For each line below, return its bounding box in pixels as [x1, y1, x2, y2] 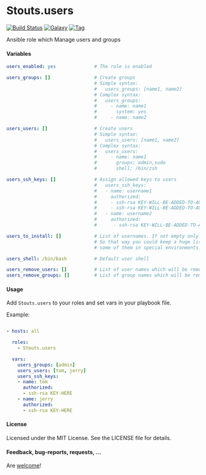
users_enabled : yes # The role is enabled [6, 64, 152, 70]
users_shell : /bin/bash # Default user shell [6, 256, 150, 262]
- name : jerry [17, 396, 53, 402]
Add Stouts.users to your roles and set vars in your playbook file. [6, 299, 172, 306]
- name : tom [17, 379, 48, 385]
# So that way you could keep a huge [94, 238, 191, 245]
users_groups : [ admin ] [17, 362, 75, 368]
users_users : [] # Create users [6, 126, 133, 132]
